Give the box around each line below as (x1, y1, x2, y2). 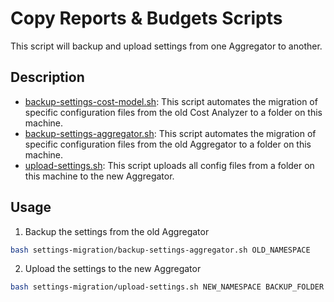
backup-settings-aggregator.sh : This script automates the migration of (24, 127, 317, 139)
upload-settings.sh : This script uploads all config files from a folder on (24, 159, 315, 171)
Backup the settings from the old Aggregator (24, 225, 210, 237)
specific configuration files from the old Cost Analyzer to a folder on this (24, 106, 323, 118)
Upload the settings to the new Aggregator (24, 263, 202, 275)
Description (10, 69, 85, 86)
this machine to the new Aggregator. (24, 170, 175, 182)
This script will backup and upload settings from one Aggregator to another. (10, 40, 323, 52)
